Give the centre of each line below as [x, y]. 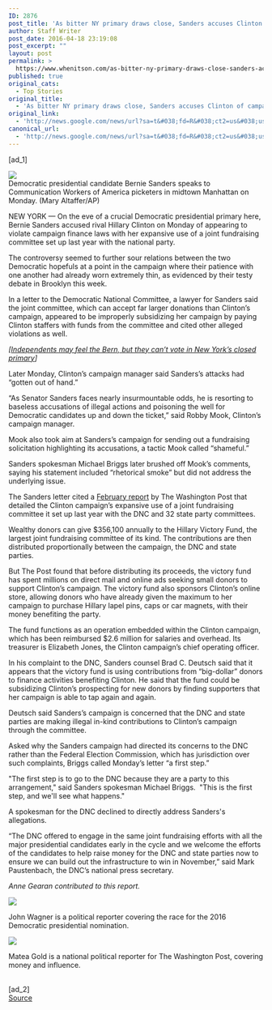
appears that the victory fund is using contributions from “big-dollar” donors [136, 671]
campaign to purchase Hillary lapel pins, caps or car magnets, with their [128, 605]
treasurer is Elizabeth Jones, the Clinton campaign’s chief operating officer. [134, 647]
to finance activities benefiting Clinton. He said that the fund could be [124, 680]
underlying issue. [37, 481]
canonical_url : [34, 129]
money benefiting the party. [55, 614]
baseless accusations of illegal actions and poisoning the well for [117, 407]
